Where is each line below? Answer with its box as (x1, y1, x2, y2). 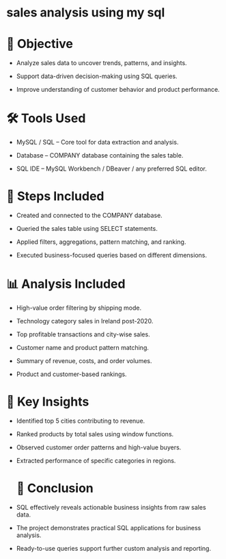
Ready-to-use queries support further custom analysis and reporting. (16, 544, 212, 552)
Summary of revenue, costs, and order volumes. (16, 356, 152, 364)
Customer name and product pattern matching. (16, 343, 150, 351)
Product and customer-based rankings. (16, 370, 127, 378)
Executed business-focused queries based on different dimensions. (16, 251, 208, 259)
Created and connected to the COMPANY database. (16, 211, 163, 219)
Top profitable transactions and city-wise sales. (16, 330, 151, 338)
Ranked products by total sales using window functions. (16, 430, 174, 438)
